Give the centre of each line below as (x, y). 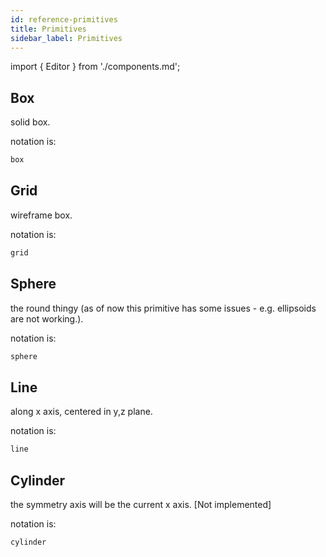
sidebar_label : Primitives (66, 38)
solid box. (30, 122)
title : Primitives (48, 29)
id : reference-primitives (64, 19)
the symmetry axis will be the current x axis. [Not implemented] (141, 504)
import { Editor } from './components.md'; (95, 67)
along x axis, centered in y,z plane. (81, 412)
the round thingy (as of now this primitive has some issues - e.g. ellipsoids (163, 308)
